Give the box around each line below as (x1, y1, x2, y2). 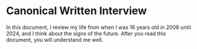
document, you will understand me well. (6, 36, 104, 43)
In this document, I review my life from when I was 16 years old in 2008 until (6, 24, 191, 31)
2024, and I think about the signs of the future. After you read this (6, 30, 166, 37)
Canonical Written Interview (6, 4, 147, 18)
